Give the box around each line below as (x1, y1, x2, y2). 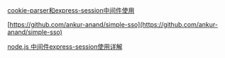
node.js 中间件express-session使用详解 (7, 42, 123, 51)
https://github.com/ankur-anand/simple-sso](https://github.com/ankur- (9, 21, 219, 28)
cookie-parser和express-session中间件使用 (7, 6, 135, 14)
